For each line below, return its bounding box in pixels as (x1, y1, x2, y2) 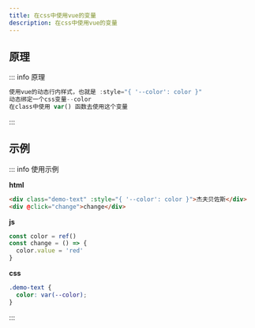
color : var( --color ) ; (16, 291, 88, 299)
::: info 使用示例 (9, 164, 59, 173)
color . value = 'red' (16, 247, 84, 255)
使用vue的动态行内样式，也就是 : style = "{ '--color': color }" (9, 88, 202, 96)
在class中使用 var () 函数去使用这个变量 (9, 103, 129, 111)
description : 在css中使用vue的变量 (9, 19, 118, 27)
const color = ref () (9, 232, 77, 240)
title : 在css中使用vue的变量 (9, 11, 97, 20)
